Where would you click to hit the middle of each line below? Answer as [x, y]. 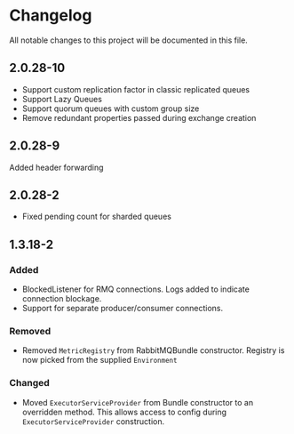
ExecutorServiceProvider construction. [93, 421]
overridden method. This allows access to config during [124, 412]
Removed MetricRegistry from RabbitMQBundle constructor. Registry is [153, 350]
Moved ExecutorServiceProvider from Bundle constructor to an [138, 402]
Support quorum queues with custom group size [111, 108]
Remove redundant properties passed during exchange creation [139, 117]
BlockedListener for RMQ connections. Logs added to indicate [136, 289]
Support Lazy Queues [62, 99]
